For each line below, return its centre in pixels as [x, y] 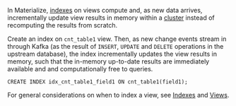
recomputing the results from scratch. [63, 25]
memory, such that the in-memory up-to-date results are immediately [108, 61]
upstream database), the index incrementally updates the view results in [112, 54]
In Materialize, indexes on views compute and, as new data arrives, [105, 10]
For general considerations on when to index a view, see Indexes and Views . [118, 95]
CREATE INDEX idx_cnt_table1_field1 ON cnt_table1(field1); [98, 82]
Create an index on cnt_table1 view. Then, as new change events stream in [117, 39]
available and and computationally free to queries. [80, 69]
